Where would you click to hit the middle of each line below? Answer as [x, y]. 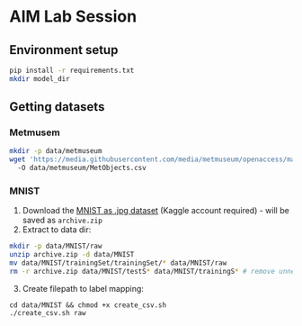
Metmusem [35, 132]
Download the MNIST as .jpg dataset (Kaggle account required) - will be [155, 211]
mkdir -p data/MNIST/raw [56, 246]
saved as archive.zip [62, 220]
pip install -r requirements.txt [72, 70]
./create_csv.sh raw [48, 312]
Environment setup [64, 50]
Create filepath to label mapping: [83, 288]
